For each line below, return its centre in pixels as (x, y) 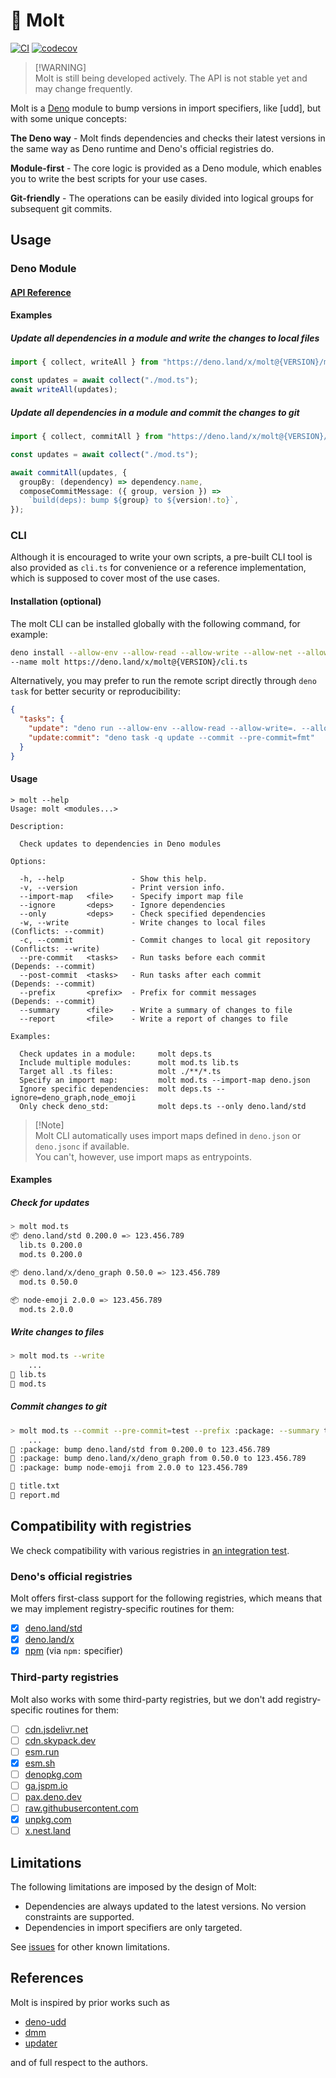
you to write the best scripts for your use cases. (109, 178)
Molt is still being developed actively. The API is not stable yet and (171, 78)
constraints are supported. (79, 1916)
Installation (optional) (56, 601)
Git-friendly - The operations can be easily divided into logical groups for (162, 198)
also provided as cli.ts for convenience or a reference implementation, (158, 568)
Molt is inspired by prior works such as (90, 2002)
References (47, 1978)
